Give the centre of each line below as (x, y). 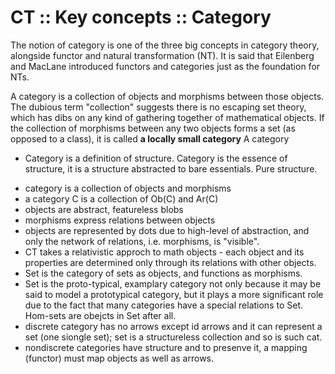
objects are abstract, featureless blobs (104, 209)
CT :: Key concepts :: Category (141, 17)
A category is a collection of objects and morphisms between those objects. (167, 96)
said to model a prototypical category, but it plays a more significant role (174, 294)
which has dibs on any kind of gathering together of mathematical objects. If (167, 117)
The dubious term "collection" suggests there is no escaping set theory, (158, 107)
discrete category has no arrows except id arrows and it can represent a (173, 326)
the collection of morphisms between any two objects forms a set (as (153, 128)
